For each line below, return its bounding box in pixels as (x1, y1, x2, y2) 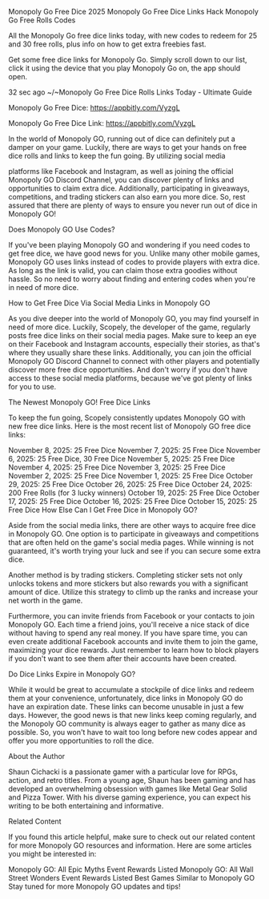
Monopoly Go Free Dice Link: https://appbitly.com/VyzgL (8, 119, 196, 127)
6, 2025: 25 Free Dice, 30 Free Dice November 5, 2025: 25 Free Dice (8, 454, 235, 463)
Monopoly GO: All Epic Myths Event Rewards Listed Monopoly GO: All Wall (8, 865, 254, 874)
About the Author (8, 752, 66, 760)
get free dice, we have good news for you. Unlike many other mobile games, (8, 248, 260, 258)
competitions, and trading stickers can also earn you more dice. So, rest (8, 192, 246, 201)
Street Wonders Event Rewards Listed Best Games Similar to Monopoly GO (8, 873, 255, 882)
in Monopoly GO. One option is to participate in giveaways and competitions (8, 529, 259, 538)
